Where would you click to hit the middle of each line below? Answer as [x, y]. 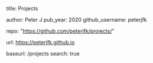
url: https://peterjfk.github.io [40, 42]
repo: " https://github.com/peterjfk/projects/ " [60, 31]
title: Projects [22, 8]
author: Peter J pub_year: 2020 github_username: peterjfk [76, 20]
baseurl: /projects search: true [43, 54]
